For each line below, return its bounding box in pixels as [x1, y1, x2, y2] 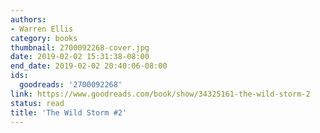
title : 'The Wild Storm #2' [10, 107, 128, 118]
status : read [10, 98, 65, 108]
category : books [10, 33, 78, 43]
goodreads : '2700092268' [19, 80, 123, 90]
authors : [10, 14, 47, 25]
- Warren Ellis [10, 24, 74, 34]
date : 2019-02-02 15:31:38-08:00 [10, 52, 150, 62]
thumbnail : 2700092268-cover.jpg [10, 42, 150, 53]
